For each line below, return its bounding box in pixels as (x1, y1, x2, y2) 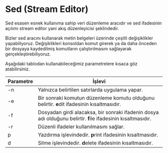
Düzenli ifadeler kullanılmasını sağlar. (37, 123, 125, 130)
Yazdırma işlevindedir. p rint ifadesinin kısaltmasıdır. (37, 131, 158, 138)
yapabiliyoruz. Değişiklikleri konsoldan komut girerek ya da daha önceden (5, 40, 157, 46)
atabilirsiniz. (5, 66, 30, 72)
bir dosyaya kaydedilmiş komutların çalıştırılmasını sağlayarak (5, 45, 131, 51)
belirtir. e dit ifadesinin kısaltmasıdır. (37, 100, 121, 107)
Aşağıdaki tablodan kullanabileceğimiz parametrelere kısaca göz (5, 60, 137, 66)
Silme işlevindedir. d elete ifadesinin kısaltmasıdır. (37, 139, 153, 146)
